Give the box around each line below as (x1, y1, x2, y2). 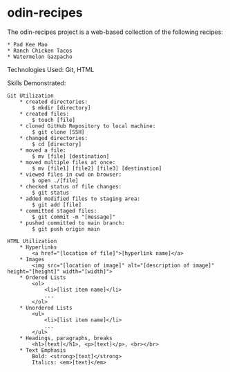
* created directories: (19, 98, 88, 105)
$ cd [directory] (32, 141, 82, 148)
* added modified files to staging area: (19, 195, 140, 202)
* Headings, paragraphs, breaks (19, 335, 113, 342)
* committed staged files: (19, 207, 97, 214)
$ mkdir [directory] (32, 104, 91, 112)
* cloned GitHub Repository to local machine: (19, 123, 156, 130)
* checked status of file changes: (19, 183, 122, 190)
